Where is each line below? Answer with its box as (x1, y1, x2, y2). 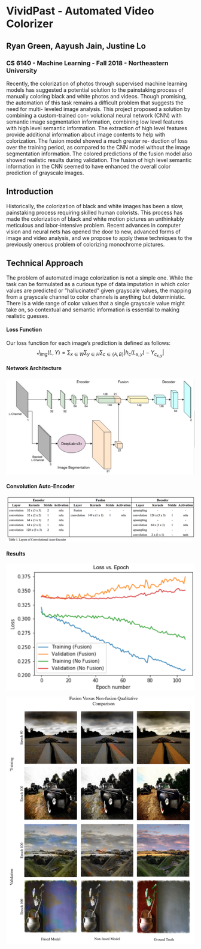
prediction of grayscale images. (6, 169, 84, 176)
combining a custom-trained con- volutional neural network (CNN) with (6, 112, 182, 119)
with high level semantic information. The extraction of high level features (6, 124, 187, 131)
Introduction (6, 187, 54, 197)
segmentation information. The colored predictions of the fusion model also (6, 150, 193, 157)
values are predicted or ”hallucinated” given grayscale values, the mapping (6, 287, 191, 294)
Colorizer (6, 17, 54, 31)
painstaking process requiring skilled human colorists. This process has (6, 209, 183, 216)
